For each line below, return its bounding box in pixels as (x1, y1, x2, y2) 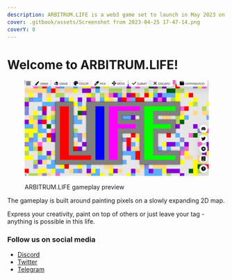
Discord (17, 251, 40, 259)
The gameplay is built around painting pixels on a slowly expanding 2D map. (7, 196, 225, 205)
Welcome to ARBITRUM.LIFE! (7, 56, 179, 72)
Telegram (17, 265, 45, 274)
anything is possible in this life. (7, 217, 95, 226)
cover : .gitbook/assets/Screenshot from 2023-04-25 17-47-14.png (7, 18, 200, 26)
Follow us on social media (7, 234, 96, 244)
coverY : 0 (7, 26, 36, 33)
